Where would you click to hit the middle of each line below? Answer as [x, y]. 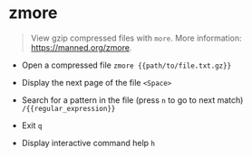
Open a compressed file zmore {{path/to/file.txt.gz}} [126, 65]
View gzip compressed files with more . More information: [136, 38]
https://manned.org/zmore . [81, 47]
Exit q [32, 125]
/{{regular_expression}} [68, 108]
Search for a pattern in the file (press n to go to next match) [132, 100]
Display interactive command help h [88, 143]
